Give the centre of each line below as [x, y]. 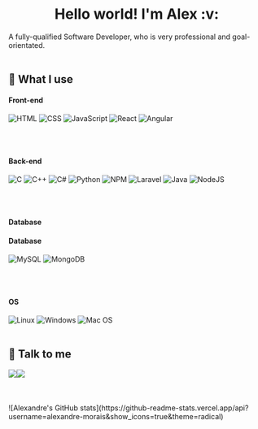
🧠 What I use [41, 79]
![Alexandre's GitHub [44, 408]
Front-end [26, 100]
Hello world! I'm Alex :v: [137, 14]
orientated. [27, 45]
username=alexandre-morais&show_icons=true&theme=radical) [116, 416]
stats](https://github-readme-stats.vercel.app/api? [164, 408]
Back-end [25, 161]
